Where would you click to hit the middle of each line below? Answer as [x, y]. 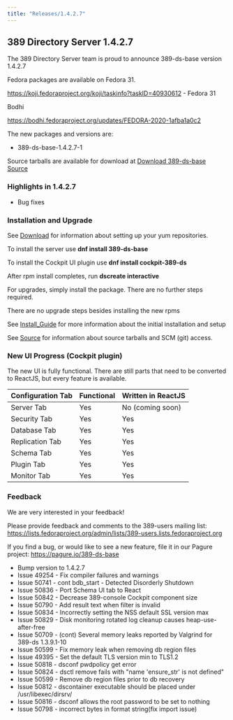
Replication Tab [36, 442]
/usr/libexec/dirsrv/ [45, 694]
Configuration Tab [42, 396]
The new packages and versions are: [60, 134]
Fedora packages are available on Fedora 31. [72, 80]
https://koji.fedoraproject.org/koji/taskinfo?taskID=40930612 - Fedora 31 [112, 93]
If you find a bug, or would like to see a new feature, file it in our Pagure [110, 546]
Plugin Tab [28, 465]
